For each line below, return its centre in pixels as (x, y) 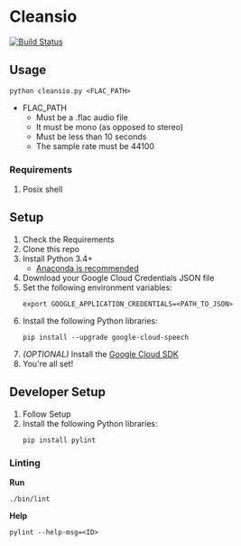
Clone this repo (51, 249)
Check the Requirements (68, 239)
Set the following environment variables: (97, 287)
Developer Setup (58, 392)
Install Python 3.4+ (57, 259)
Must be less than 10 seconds (91, 136)
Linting (25, 463)
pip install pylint (59, 440)
